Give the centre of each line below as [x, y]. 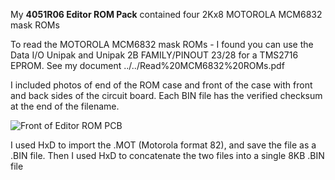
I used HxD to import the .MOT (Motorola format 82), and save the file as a [163, 145]
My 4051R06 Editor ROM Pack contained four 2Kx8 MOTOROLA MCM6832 [166, 14]
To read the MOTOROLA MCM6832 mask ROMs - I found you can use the [162, 44]
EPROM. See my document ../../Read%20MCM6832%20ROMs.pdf [147, 65]
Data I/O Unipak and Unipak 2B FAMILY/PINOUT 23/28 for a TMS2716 [154, 55]
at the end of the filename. [65, 106]
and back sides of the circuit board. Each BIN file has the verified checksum [166, 95]
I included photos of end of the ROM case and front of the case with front [161, 85]
